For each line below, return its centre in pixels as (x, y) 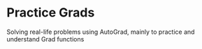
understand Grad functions (45, 39)
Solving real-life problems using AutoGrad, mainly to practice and (101, 32)
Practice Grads (51, 13)
